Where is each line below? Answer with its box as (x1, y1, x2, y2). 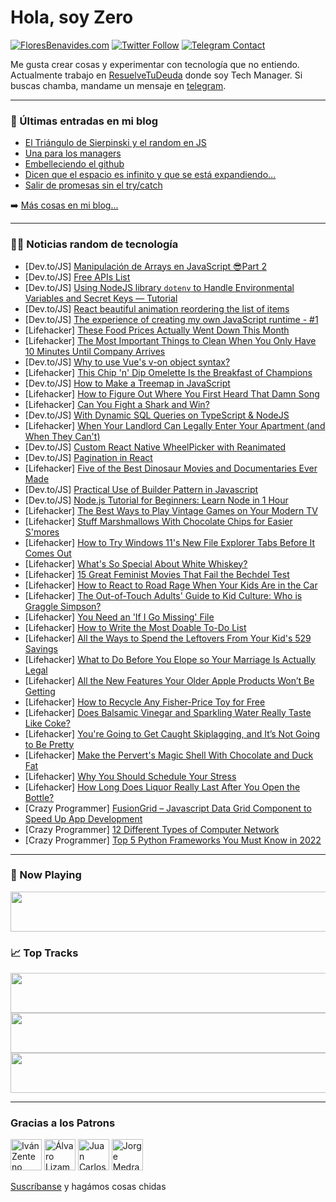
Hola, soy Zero (10, 6, 134, 29)
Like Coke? (24, 717, 71, 729)
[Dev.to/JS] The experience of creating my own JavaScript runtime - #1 (24, 313, 319, 325)
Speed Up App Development (24, 812, 143, 825)
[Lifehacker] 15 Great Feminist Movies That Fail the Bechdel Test (24, 568, 290, 580)
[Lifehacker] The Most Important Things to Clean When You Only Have (24, 334, 317, 346)
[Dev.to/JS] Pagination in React (24, 451, 153, 463)
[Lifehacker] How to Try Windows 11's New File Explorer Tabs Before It (24, 536, 316, 548)
